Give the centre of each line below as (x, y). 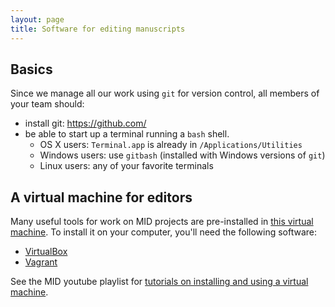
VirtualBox (46, 252)
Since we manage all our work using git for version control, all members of (165, 93)
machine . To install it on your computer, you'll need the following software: (164, 232)
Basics (31, 69)
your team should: (47, 104)
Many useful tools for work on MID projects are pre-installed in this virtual (162, 222)
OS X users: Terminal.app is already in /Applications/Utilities (171, 145)
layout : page (37, 19)
